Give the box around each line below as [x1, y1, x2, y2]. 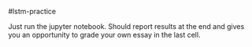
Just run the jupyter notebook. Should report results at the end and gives [8, 22, 245, 31]
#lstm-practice [8, 7, 57, 16]
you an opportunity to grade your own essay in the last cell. [8, 31, 201, 39]
